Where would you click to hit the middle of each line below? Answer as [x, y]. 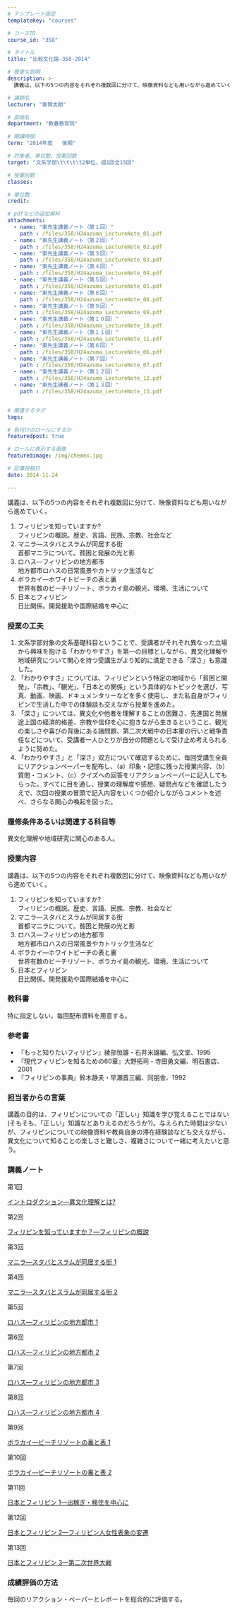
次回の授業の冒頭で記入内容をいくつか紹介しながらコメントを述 [128, 792]
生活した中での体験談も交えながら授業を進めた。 [107, 704]
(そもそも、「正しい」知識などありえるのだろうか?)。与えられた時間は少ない [117, 1123]
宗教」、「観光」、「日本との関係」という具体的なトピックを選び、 [129, 686]
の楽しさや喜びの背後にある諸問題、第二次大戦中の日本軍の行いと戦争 [120, 731]
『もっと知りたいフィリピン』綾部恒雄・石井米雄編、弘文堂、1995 [114, 1053]
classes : [20, 182]
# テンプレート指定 [32, 14]
